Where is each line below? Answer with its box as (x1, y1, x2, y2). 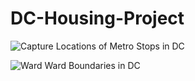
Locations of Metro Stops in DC (55, 40, 185, 52)
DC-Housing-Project (10, 7, 185, 30)
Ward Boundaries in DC (44, 59, 141, 71)
